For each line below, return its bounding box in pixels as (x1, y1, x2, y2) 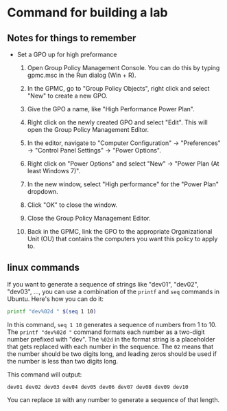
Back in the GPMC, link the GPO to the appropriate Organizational (27, 227, 213, 235)
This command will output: (7, 370, 82, 379)
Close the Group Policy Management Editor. (27, 214, 151, 222)
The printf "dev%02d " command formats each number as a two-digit (7, 328, 205, 336)
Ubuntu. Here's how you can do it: (7, 294, 104, 303)
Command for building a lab (7, 5, 168, 21)
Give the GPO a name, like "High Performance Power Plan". (27, 105, 195, 113)
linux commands (7, 262, 80, 274)
